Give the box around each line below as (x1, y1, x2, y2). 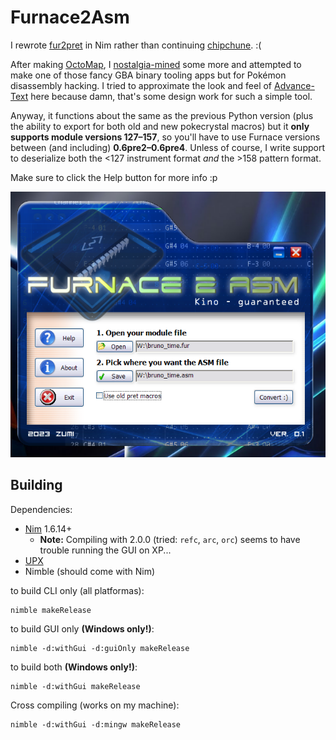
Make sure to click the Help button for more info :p (10, 171, 218, 183)
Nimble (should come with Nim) (24, 565, 156, 577)
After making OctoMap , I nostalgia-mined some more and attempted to (10, 58, 302, 70)
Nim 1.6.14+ (24, 522, 73, 535)
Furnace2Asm (10, 6, 130, 29)
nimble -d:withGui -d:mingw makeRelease (10, 719, 182, 730)
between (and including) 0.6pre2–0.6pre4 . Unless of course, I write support (10, 141, 326, 153)
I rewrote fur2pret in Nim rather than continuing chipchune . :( (10, 39, 262, 51)
